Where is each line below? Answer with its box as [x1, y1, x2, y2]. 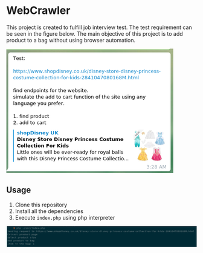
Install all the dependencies [14, 207, 83, 215]
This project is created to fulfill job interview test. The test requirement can [6, 24, 192, 31]
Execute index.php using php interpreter [14, 214, 115, 221]
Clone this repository [14, 201, 68, 208]
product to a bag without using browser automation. [6, 36, 136, 44]
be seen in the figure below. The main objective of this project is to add [6, 30, 183, 37]
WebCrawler [6, 4, 71, 18]
